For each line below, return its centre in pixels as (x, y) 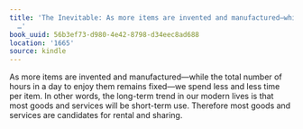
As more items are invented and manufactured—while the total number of (146, 77)
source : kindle (38, 51)
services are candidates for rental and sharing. (96, 115)
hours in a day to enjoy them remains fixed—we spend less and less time (145, 87)
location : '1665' (42, 43)
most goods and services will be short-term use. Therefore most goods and (150, 106)
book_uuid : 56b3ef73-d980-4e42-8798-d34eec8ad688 (105, 34)
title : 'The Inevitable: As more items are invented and (119, 18)
